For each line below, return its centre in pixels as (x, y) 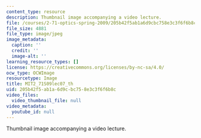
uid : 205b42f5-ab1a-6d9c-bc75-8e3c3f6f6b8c (61, 90)
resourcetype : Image (32, 78)
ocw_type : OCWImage (31, 73)
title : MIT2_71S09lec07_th (40, 84)
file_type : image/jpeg (34, 34)
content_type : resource (36, 12)
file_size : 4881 (26, 28)
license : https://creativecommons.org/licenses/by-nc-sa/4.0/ (85, 67)
